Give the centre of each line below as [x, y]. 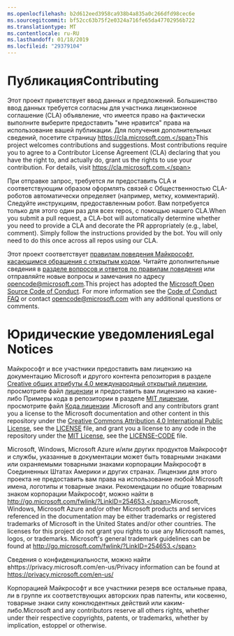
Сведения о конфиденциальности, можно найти [79, 559]
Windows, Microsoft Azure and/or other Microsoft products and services [112, 509]
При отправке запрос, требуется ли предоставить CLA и [92, 181]
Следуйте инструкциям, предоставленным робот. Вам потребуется [108, 203]
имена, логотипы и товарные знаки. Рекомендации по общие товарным [115, 486]
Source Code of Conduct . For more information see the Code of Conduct [112, 291]
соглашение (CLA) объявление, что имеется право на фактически [106, 115]
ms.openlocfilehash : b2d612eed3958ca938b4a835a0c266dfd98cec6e [101, 14]
